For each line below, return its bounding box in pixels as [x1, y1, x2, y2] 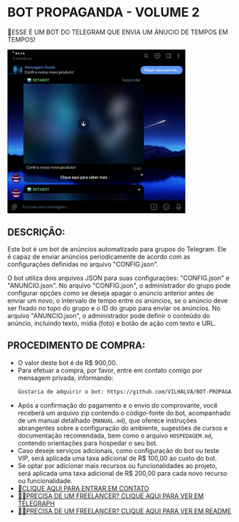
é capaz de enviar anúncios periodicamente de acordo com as [7, 252, 191, 261]
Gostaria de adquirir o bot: [17, 388, 105, 395]
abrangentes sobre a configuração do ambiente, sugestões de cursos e [17, 423, 228, 432]
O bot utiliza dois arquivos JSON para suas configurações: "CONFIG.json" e [7, 273, 230, 282]
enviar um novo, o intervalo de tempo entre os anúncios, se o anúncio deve [7, 296, 228, 305]
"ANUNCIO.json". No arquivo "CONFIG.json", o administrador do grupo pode [7, 281, 231, 290]
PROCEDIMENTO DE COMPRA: [7, 339, 146, 352]
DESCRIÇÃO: [7, 226, 65, 238]
